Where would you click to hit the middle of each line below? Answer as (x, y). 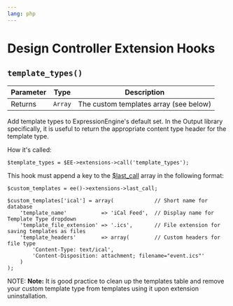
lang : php (22, 14)
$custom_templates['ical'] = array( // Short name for (108, 200)
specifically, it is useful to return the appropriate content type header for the (117, 128)
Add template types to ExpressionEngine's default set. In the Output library (115, 121)
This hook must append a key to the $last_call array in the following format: (115, 175)
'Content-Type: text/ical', (73, 249)
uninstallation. (27, 295)
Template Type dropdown (42, 219)
